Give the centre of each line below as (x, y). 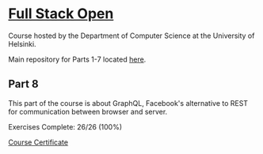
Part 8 (23, 84)
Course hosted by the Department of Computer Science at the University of (131, 36)
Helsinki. (23, 43)
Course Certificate (38, 142)
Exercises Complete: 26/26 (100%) (65, 126)
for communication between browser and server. (88, 111)
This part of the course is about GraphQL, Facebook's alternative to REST (128, 103)
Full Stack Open (61, 14)
